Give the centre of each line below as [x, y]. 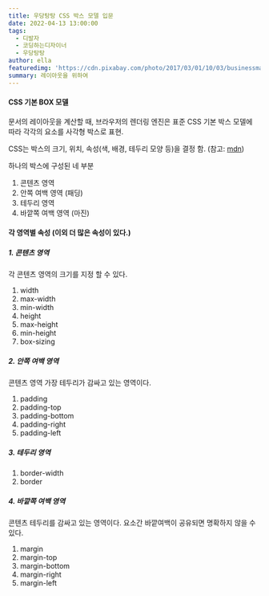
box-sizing [37, 341]
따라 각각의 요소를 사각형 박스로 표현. [66, 131]
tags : [17, 31]
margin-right [40, 574]
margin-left [38, 583]
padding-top [40, 407]
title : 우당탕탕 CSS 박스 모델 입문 [61, 16]
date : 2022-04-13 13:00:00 [53, 23]
